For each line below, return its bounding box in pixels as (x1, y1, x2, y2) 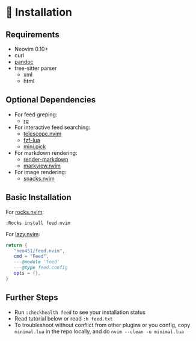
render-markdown (23, 155, 69, 163)
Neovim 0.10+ (14, 45, 49, 52)
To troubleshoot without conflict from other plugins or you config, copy (14, 321, 191, 328)
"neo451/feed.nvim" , (13, 248, 66, 254)
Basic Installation (5, 192, 72, 202)
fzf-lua (23, 136, 40, 143)
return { (5, 242, 28, 248)
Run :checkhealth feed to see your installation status (14, 308, 145, 316)
